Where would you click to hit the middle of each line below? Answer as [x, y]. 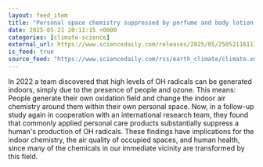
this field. [23, 156]
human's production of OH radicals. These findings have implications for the [131, 131]
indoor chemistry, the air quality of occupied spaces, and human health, [124, 140]
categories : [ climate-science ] [59, 37]
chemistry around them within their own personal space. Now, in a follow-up [131, 106]
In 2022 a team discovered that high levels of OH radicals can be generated [130, 81]
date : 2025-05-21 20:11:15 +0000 [63, 30]
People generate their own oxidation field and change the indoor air [117, 98]
